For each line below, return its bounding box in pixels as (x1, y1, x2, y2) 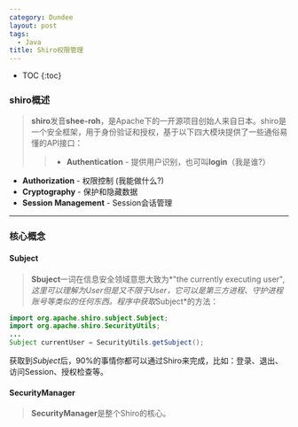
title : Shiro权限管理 (9, 46, 84, 55)
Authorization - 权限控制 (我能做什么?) (21, 175, 164, 186)
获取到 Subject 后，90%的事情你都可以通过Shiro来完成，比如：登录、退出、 (9, 355, 284, 366)
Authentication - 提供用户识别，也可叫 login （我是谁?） (66, 157, 271, 167)
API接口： (46, 138, 83, 149)
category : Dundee (9, 12, 74, 22)
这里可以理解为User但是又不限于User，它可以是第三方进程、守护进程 (30, 284, 284, 295)
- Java (17, 37, 42, 47)
